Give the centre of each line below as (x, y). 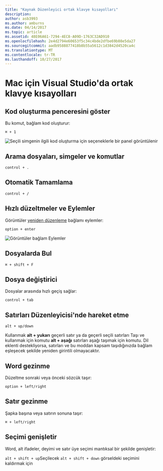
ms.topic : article (24, 32)
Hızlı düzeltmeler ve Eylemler (50, 209)
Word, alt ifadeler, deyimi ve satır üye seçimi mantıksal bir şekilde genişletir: (81, 449)
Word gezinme (27, 366)
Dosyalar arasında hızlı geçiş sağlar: (41, 291)
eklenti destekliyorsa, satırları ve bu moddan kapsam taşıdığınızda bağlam (79, 346)
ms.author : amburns (25, 23)
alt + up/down (19, 326)
